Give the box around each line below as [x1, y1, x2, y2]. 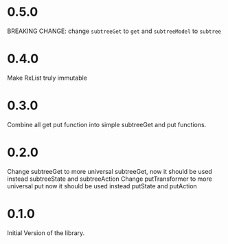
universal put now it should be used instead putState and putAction [7, 181, 197, 190]
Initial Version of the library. [7, 228, 85, 237]
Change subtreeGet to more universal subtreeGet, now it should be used [7, 167, 213, 175]
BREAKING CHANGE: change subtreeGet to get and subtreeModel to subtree [7, 27, 222, 35]
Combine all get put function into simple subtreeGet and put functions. [7, 120, 207, 129]
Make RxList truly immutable [7, 74, 88, 82]
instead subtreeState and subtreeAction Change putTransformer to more [7, 175, 213, 183]
